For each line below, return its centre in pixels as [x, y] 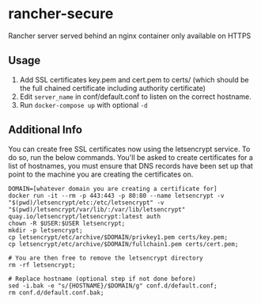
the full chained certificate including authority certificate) [112, 88]
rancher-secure [61, 14]
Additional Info [45, 130]
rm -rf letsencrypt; [42, 265]
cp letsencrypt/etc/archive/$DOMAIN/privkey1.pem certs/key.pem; [118, 237]
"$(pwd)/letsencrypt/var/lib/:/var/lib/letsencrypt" [97, 209]
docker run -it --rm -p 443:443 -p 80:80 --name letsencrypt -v [116, 196]
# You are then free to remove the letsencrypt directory [106, 258]
